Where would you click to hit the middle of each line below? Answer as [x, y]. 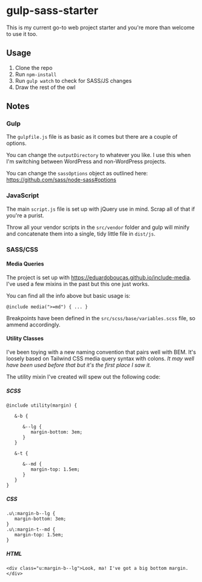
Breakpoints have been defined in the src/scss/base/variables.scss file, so [101, 318]
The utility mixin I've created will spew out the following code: [83, 377]
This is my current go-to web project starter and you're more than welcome [101, 27]
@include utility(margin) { [42, 405]
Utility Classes [25, 338]
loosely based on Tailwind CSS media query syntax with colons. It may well [100, 359]
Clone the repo [34, 68]
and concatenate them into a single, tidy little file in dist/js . [81, 233]
